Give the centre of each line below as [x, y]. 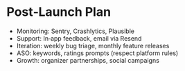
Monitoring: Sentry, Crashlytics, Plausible [75, 31]
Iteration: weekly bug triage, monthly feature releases [93, 45]
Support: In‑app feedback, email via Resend [79, 38]
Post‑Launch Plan [59, 12]
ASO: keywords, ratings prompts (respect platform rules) [97, 53]
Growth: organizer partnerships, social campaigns [88, 60]
